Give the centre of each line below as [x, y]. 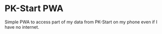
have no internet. [22, 27]
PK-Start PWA [34, 8]
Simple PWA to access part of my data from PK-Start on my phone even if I [81, 22]
